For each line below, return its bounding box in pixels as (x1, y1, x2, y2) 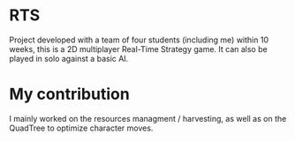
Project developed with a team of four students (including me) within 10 (9, 34, 269, 45)
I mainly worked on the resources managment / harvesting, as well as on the (9, 113, 287, 123)
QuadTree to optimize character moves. (9, 123, 154, 133)
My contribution (9, 85, 130, 104)
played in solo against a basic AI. (9, 53, 129, 64)
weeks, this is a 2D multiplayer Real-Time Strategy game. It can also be (9, 43, 268, 54)
